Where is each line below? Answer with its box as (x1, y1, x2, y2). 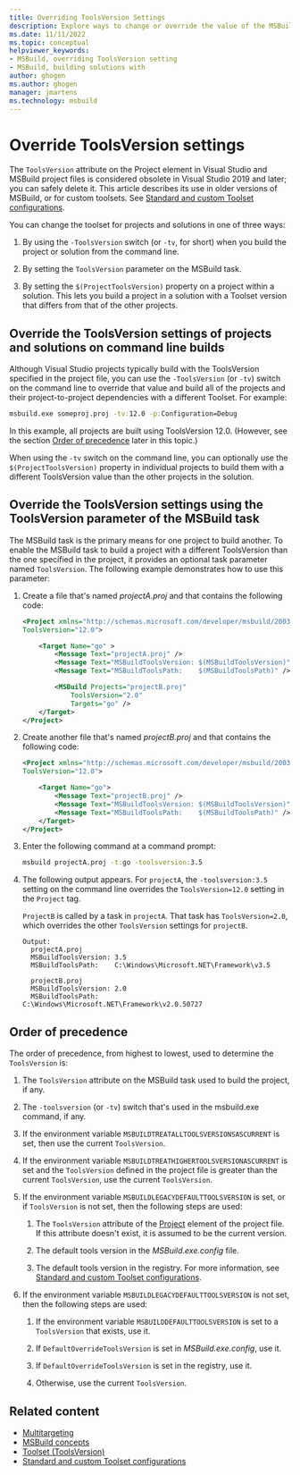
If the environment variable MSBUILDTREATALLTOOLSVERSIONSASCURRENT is (21, 1128, 280, 1140)
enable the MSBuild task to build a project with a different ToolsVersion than (9, 544, 288, 555)
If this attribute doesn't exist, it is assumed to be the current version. (35, 1228, 287, 1239)
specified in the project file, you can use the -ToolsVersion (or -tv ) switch (9, 373, 281, 384)
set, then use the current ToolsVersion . (21, 1138, 166, 1149)
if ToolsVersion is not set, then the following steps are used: (21, 1201, 243, 1212)
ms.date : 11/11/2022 (9, 29, 87, 38)
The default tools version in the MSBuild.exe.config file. (35, 1245, 239, 1256)
